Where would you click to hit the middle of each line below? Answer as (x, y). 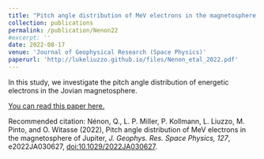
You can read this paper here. (57, 106)
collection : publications (51, 23)
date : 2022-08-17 (37, 45)
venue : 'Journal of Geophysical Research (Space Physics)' (107, 52)
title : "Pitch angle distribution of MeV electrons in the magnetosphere (132, 15)
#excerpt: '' (30, 38)
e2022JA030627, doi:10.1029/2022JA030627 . (83, 146)
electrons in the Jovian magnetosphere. (73, 90)
